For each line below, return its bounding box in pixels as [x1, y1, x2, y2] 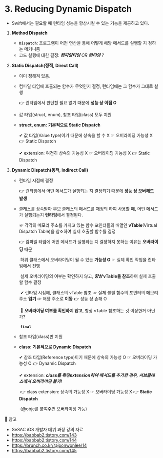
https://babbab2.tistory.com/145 [11, 447, 77, 453]
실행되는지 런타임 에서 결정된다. [24, 212, 83, 218]
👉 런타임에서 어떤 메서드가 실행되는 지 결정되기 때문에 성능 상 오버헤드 [19, 188, 154, 194]
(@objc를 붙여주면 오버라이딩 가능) [20, 406, 87, 412]
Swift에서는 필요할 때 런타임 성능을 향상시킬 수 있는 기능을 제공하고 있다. [11, 20, 149, 26]
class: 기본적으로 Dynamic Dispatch [19, 344, 91, 350]
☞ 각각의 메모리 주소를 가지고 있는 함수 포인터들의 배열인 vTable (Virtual [19, 222, 157, 228]
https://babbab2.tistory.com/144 [11, 437, 77, 443]
